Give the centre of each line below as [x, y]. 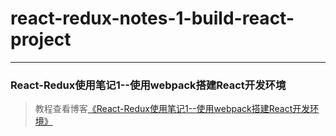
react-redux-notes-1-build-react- [152, 18]
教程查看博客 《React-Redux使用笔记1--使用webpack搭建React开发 [172, 109]
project [41, 39]
